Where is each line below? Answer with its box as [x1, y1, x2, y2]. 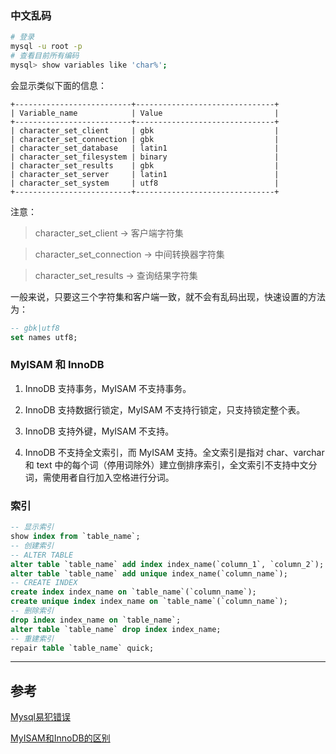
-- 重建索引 [10, 633, 55, 644]
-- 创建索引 [10, 540, 55, 551]
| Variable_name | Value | [10, 108, 280, 118]
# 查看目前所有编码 [10, 51, 80, 61]
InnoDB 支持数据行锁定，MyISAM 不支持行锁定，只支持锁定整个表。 [24, 403, 306, 416]
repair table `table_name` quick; [10, 643, 155, 653]
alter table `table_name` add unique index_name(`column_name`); [10, 568, 288, 579]
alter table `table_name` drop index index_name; [10, 624, 222, 634]
